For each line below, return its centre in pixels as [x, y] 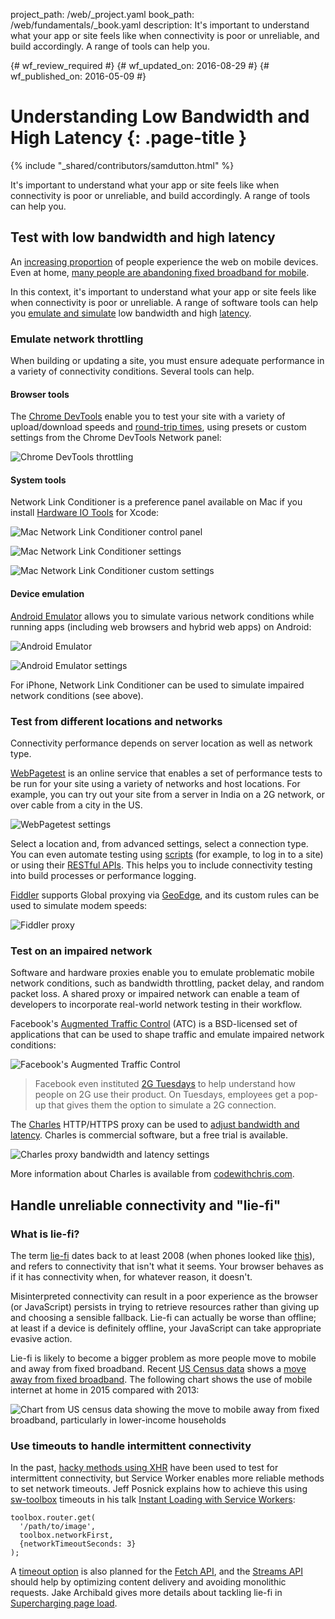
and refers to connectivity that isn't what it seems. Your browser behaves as [167, 1266]
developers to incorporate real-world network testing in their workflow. [156, 1005]
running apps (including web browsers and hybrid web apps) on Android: [161, 626]
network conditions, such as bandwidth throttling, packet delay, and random [167, 983]
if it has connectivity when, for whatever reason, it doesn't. [131, 1276]
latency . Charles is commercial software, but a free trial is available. [149, 1135]
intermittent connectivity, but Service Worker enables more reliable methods [167, 1478]
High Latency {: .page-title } [129, 138]
